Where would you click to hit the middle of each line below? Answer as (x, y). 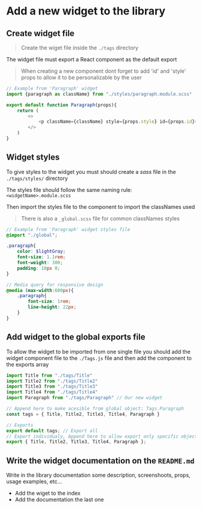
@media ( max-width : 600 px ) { (40, 290)
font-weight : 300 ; (40, 263)
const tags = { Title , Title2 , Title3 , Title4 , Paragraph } (83, 414)
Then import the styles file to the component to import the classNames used (101, 206)
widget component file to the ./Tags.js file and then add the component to (99, 358)
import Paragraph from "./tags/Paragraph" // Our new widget (84, 398)
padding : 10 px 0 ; (39, 268)
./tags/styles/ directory (37, 178)
